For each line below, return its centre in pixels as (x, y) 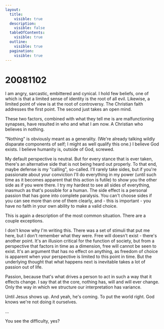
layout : (13, 10)
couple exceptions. (24, 221)
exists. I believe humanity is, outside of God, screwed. (60, 149)
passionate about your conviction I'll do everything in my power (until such (81, 175)
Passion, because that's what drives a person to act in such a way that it (78, 277)
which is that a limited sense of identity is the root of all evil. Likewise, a (78, 99)
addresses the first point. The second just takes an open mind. (68, 110)
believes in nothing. (25, 129)
